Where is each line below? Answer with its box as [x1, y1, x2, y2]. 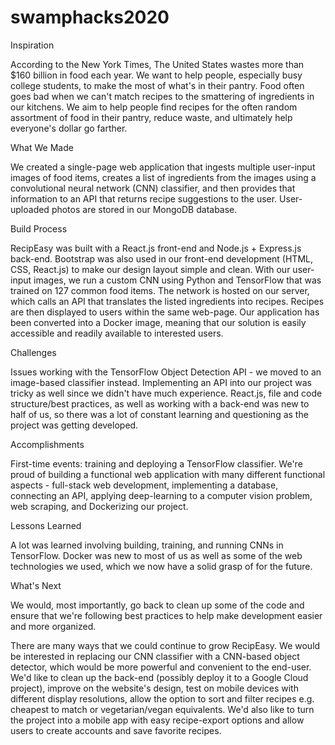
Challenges [10, 346, 57, 358]
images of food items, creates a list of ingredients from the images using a [10, 171, 317, 183]
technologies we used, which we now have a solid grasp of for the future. [10, 560, 313, 572]
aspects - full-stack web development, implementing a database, [10, 479, 279, 491]
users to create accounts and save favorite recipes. [10, 724, 222, 736]
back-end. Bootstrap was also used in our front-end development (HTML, [10, 252, 313, 265]
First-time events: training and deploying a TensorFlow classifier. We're [10, 457, 303, 470]
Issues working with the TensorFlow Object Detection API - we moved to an [10, 366, 322, 378]
